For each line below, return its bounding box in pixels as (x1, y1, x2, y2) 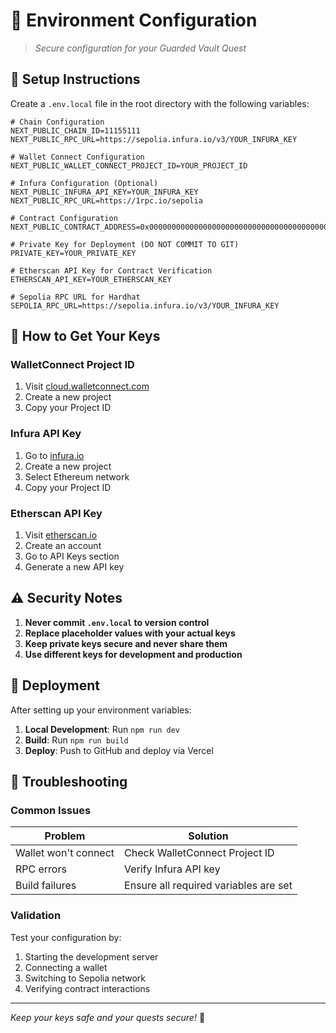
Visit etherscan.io (24, 529, 98, 541)
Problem (44, 829, 86, 843)
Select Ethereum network (24, 470, 130, 483)
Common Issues (10, 803, 92, 817)
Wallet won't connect (15, 846, 115, 860)
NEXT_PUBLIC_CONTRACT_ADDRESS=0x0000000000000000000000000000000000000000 (10, 222, 329, 232)
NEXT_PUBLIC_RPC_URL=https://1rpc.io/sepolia (10, 195, 203, 206)
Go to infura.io (24, 449, 85, 461)
